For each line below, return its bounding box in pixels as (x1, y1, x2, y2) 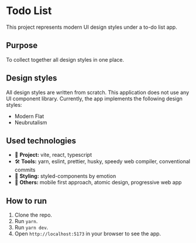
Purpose (6, 41, 38, 50)
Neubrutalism (14, 119, 47, 126)
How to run (6, 195, 47, 206)
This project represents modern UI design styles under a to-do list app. (6, 23, 177, 31)
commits (14, 166, 36, 174)
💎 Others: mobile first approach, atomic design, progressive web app (14, 179, 182, 186)
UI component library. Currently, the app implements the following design (6, 95, 183, 102)
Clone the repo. (14, 211, 53, 218)
